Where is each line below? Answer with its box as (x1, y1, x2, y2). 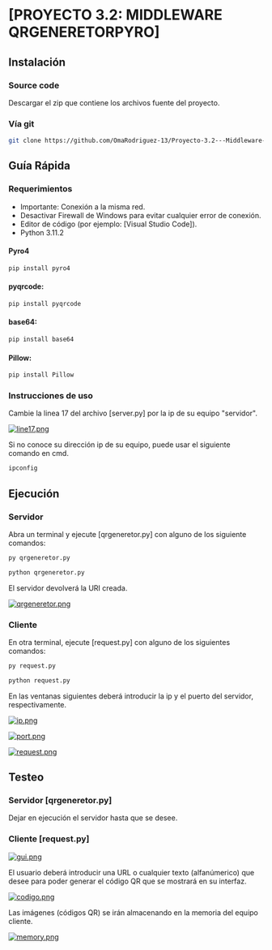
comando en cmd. (8, 449, 69, 458)
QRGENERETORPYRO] (8, 23, 160, 41)
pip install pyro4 (8, 264, 70, 273)
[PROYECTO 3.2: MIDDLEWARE (8, 6, 223, 24)
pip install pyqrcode (8, 300, 82, 308)
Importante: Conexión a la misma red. (19, 201, 146, 212)
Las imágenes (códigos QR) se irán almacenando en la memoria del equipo (8, 907, 259, 918)
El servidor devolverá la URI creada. (8, 582, 128, 593)
